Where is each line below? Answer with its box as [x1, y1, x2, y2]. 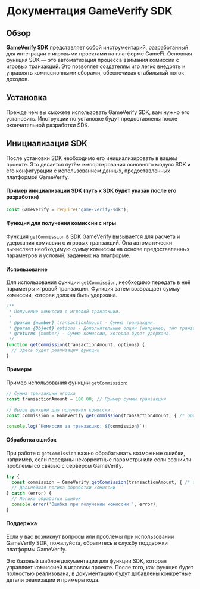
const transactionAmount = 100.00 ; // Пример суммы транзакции [6, 396, 167, 402]
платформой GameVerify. [6, 173, 70, 180]
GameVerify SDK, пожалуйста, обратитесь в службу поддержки [6, 539, 168, 547]
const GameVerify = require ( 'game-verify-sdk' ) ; [6, 206, 129, 212]
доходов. [6, 76, 29, 82]
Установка [6, 92, 48, 103]
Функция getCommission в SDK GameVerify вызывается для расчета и [6, 233, 180, 240]
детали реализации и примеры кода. [6, 576, 100, 583]
